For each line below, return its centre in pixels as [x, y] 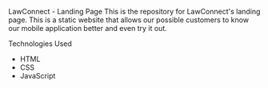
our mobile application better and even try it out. [88, 28]
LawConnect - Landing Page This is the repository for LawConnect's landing [134, 11]
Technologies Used [40, 44]
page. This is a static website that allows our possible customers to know [129, 20]
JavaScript [38, 76]
